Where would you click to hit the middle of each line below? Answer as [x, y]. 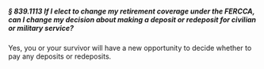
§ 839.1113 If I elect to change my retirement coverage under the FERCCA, [132, 11]
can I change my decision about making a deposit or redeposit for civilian [132, 19]
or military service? [41, 28]
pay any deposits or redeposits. [60, 56]
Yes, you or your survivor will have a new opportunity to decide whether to [130, 48]
